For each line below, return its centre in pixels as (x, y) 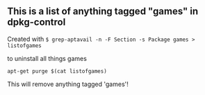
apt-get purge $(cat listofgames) (57, 71)
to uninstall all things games (47, 58)
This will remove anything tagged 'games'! (68, 84)
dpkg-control (36, 23)
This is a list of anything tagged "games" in (103, 11)
